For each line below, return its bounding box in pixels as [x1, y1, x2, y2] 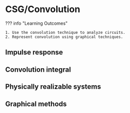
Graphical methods [5, 99, 67, 108]
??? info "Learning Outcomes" [5, 20, 68, 26]
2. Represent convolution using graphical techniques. [5, 34, 123, 39]
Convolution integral [5, 65, 71, 74]
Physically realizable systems [5, 82, 101, 91]
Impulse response [5, 48, 63, 56]
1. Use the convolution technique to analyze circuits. [5, 30, 125, 35]
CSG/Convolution [5, 4, 80, 15]
